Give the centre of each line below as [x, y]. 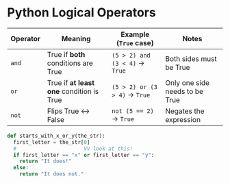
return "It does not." [52, 174]
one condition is [73, 91]
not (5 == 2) [133, 111]
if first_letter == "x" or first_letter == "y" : [84, 155]
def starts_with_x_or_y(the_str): [56, 136]
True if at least [71, 82]
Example [135, 34]
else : [21, 168]
